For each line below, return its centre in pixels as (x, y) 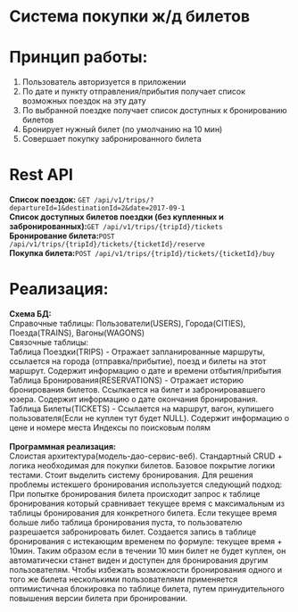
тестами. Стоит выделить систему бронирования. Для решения (131, 475)
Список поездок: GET (50, 200)
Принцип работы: (79, 58)
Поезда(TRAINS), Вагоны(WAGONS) (77, 333)
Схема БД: (30, 314)
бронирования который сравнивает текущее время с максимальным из (147, 503)
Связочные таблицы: (49, 342)
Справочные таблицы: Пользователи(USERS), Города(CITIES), (128, 323)
